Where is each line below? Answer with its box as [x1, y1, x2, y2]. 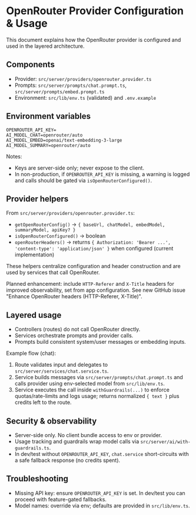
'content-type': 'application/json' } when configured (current [14, 245, 174, 252]
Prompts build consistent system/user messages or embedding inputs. [14, 338, 187, 345]
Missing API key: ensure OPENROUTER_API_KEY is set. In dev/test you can [14, 489, 185, 497]
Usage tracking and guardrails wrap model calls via [14, 438, 139, 445]
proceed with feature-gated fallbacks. [14, 496, 107, 503]
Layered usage [6, 310, 62, 320]
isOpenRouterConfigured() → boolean [14, 232, 106, 240]
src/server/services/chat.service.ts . [14, 367, 109, 374]
